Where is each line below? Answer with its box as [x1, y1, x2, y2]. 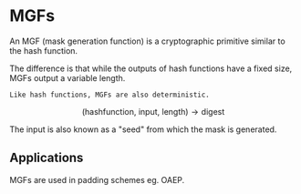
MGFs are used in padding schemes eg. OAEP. [9, 174, 185, 185]
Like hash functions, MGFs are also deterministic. [9, 90, 210, 99]
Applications [9, 150, 84, 166]
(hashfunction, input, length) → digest [81, 106, 225, 117]
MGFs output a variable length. [9, 72, 126, 83]
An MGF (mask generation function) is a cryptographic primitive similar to [9, 36, 285, 46]
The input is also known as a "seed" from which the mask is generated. [9, 124, 277, 135]
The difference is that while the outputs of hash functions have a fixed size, [9, 63, 293, 74]
